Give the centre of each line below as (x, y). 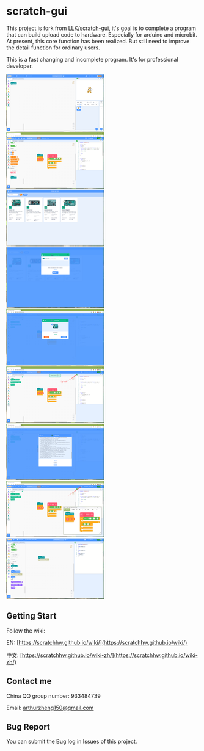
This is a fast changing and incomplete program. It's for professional (92, 59)
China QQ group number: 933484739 (53, 696)
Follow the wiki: (26, 631)
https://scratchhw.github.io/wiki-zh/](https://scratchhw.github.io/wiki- (110, 655)
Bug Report (28, 727)
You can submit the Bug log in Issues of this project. (72, 742)
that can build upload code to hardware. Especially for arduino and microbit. (102, 34)
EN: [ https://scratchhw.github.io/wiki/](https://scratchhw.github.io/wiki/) (97, 642)
